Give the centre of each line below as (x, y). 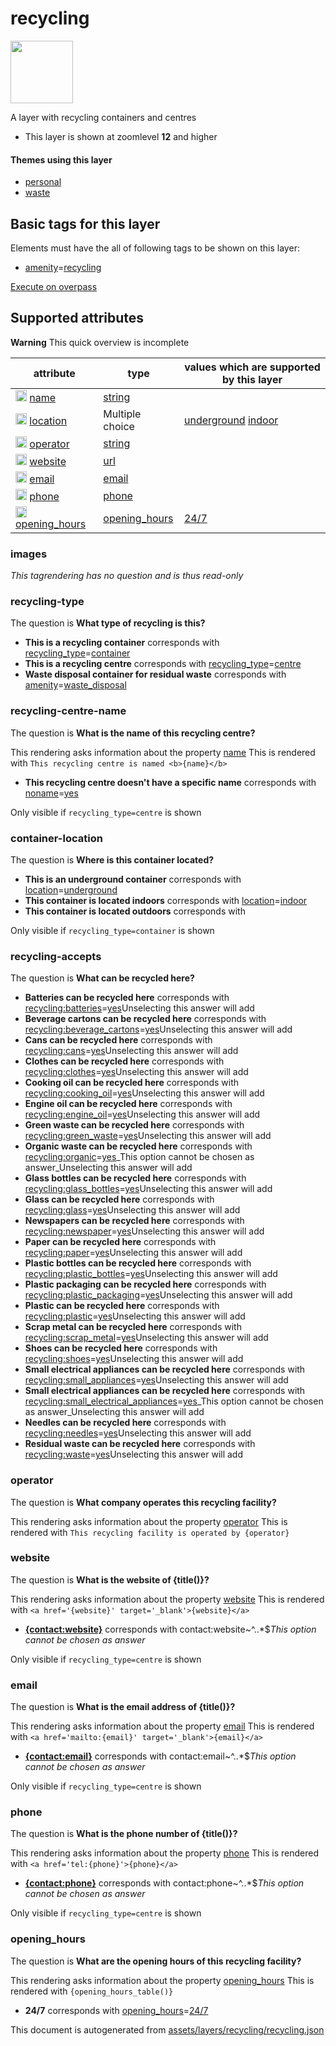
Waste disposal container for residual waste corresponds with (155, 674)
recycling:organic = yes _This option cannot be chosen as (139, 1157)
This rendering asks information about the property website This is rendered (167, 1599)
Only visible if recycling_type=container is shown (112, 930)
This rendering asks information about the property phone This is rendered (164, 1853)
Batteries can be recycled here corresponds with (127, 998)
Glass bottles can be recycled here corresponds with (135, 1178)
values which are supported (252, 367)
